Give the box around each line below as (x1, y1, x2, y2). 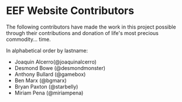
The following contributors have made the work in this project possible (6, 23, 177, 30)
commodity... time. (6, 36, 51, 43)
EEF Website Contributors (6, 4, 135, 17)
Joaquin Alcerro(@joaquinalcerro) (14, 58, 97, 65)
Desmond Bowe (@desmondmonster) (14, 64, 106, 71)
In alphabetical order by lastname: (6, 47, 88, 54)
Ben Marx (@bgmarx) (14, 77, 67, 84)
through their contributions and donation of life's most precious (6, 29, 159, 36)
